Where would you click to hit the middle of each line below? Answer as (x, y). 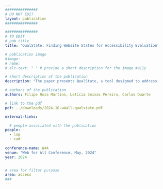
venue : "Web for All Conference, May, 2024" (51, 152)
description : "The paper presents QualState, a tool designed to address (81, 81)
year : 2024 (16, 157)
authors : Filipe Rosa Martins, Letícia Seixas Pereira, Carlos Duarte (78, 94)
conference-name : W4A (27, 148)
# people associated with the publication (53, 125)
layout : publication (26, 19)
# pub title (17, 41)
